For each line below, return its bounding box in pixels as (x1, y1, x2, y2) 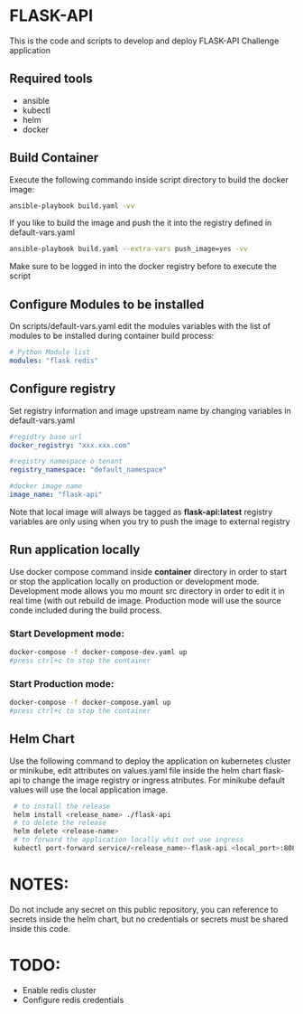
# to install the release (13, 802, 111, 811)
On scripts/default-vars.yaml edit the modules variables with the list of (9, 321, 271, 332)
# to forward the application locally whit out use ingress (13, 835, 244, 845)
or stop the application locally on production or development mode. (9, 576, 260, 587)
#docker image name (9, 482, 83, 491)
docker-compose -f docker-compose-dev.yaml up (9, 648, 188, 657)
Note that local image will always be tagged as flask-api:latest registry (9, 506, 273, 517)
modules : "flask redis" (9, 356, 99, 365)
